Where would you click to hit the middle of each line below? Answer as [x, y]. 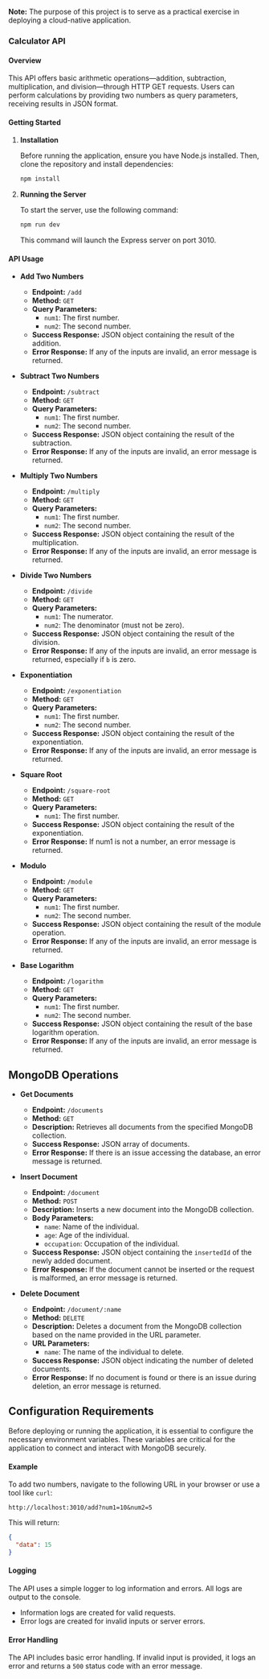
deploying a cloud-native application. [69, 20]
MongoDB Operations [63, 1075]
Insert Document [49, 1177]
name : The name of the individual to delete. [114, 1352]
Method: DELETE [58, 1318]
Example [23, 1466]
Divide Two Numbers [56, 576]
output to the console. [45, 1597]
